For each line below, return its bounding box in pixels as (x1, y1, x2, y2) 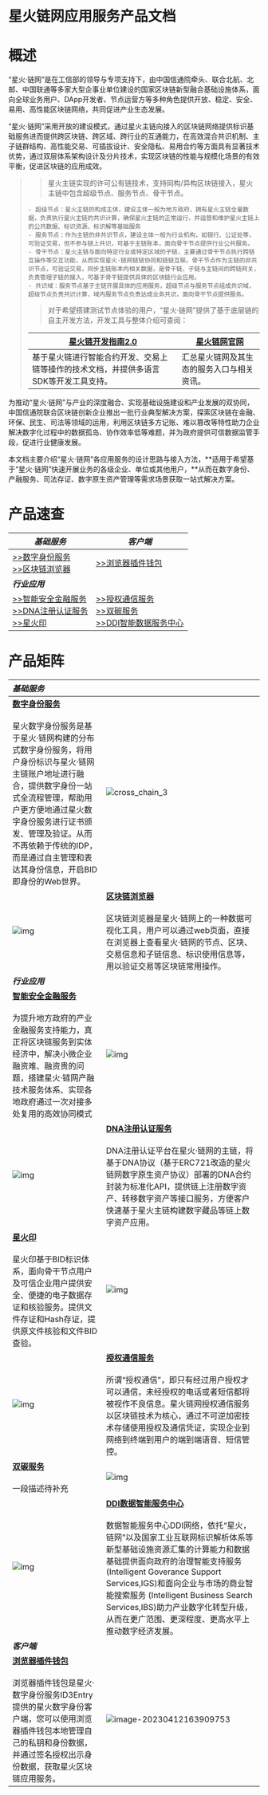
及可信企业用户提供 (12, 1277, 85, 1289)
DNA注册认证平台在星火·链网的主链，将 (106, 1145, 254, 1156)
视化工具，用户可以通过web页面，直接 (106, 925, 250, 935)
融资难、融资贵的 (12, 1061, 77, 1071)
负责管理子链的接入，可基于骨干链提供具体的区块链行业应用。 (27, 274, 201, 281)
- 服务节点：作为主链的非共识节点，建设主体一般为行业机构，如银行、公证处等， (27, 231, 255, 239)
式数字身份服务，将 (12, 745, 85, 755)
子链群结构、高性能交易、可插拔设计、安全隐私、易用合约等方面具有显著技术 (8, 141, 260, 152)
